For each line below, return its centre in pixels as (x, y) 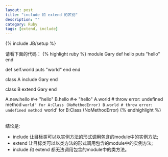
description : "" (22, 19)
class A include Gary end (32, 80)
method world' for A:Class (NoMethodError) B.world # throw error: (79, 104)
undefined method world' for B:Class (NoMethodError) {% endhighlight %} (83, 110)
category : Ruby (21, 24)
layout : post (19, 10)
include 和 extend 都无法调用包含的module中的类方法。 (71, 150)
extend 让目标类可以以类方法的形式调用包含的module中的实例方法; (83, 143)
